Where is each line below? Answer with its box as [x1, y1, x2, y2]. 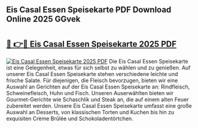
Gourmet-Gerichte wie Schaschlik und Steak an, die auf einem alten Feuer [6, 96, 189, 103]
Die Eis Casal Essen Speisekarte [109, 58, 188, 65]
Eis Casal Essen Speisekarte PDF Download [6, 5, 172, 15]
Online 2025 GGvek [6, 14, 81, 25]
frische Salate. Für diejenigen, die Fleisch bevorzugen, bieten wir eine [6, 77, 178, 84]
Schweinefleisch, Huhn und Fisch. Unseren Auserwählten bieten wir [6, 90, 174, 96]
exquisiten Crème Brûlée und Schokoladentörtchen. [6, 115, 133, 122]
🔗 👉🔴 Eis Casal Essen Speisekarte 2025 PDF [6, 39, 177, 49]
